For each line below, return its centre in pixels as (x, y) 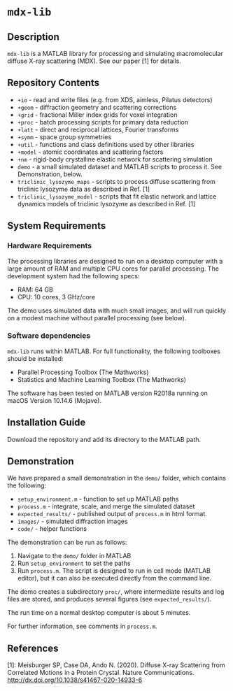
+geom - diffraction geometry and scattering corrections (97, 107)
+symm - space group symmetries (64, 137)
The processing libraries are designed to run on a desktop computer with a (115, 261)
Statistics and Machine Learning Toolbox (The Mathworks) (102, 379)
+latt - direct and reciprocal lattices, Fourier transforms (98, 129)
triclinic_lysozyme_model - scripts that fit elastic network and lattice (117, 196)
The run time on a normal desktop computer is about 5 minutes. (99, 613)
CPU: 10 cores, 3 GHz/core (56, 297)
